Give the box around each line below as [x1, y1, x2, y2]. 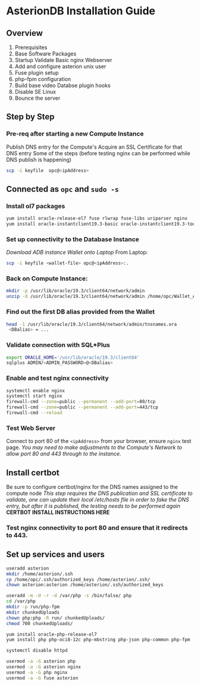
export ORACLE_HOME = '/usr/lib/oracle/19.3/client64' [6, 354, 140, 361]
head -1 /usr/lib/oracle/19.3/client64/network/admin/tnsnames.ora [6, 321, 177, 327]
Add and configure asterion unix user [14, 63, 107, 70]
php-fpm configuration [14, 76, 71, 82]
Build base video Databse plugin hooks [14, 82, 111, 89]
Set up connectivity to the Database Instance [6, 235, 140, 243]
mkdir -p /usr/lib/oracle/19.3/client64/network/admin [6, 288, 145, 294]
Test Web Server [6, 424, 55, 432]
